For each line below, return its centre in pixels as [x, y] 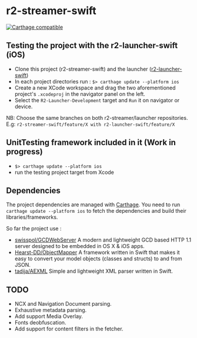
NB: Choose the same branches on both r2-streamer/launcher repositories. [97, 118]
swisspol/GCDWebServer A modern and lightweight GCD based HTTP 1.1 [103, 240]
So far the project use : [34, 229]
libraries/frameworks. [32, 217]
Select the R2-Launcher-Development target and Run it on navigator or [97, 100]
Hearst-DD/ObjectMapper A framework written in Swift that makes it [97, 252]
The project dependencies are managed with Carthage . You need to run [93, 205]
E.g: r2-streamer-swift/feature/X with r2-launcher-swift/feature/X [91, 124]
